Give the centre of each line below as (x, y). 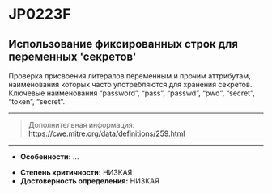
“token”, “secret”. (37, 101)
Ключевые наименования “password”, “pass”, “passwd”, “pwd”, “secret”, (132, 93)
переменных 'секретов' (72, 56)
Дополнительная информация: (81, 125)
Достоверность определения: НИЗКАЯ (89, 181)
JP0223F (40, 14)
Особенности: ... (49, 157)
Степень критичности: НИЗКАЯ (76, 172)
